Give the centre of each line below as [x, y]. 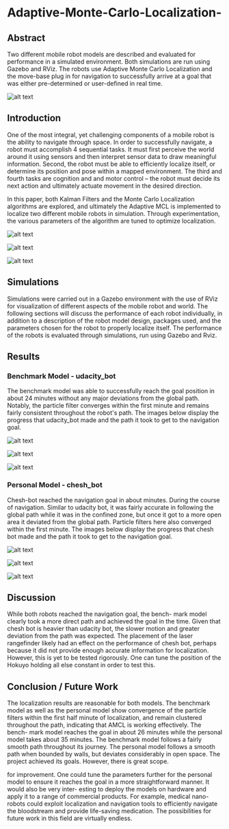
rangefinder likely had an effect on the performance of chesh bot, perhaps [112, 643]
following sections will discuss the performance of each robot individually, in [115, 313]
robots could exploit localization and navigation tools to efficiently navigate [112, 804]
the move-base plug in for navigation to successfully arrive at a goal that [109, 76]
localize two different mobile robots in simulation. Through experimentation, [113, 213]
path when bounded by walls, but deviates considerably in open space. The [114, 754]
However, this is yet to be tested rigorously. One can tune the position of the [114, 658]
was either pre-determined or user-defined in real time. [85, 83]
